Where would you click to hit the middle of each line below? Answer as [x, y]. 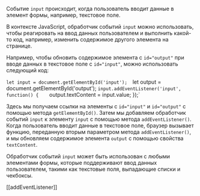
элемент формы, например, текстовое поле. [63, 15]
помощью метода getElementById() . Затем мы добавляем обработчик [96, 113]
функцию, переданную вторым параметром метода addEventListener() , [99, 132]
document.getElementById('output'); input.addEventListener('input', [94, 88]
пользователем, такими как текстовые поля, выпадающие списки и [93, 169]
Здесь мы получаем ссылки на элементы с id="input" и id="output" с [96, 106]
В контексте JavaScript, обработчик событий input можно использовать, [100, 27]
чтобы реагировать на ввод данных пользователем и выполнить [89, 33]
